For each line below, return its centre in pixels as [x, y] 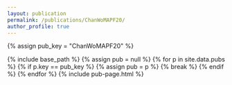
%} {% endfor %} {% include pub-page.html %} [75, 74]
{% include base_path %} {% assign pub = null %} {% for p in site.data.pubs [116, 59]
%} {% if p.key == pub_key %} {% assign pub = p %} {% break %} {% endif [116, 67]
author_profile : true [38, 26]
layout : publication [37, 13]
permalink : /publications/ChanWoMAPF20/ [66, 20]
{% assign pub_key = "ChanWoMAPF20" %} [71, 46]
